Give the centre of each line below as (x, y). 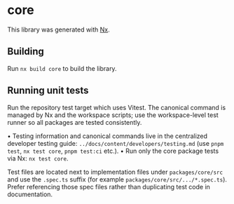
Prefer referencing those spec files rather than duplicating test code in (109, 186)
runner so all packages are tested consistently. (75, 122)
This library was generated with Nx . (58, 29)
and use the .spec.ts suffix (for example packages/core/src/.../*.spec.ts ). (117, 179)
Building (26, 52)
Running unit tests (48, 91)
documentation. (30, 194)
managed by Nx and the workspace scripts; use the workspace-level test (113, 115)
